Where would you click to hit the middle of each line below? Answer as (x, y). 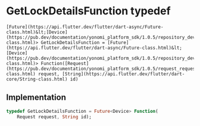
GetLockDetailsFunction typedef (88, 11)
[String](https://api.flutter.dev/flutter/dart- (124, 74)
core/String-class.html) (37, 79)
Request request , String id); (54, 117)
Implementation (36, 98)
